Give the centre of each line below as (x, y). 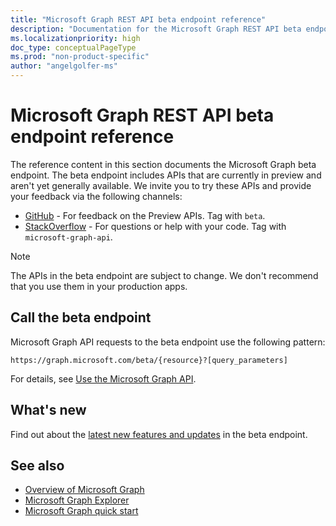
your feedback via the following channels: (96, 196)
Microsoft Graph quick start (81, 511)
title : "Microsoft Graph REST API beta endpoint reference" (138, 19)
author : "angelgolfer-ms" (64, 66)
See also (37, 465)
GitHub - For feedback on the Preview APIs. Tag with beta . (145, 215)
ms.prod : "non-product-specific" (80, 57)
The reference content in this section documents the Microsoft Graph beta (163, 164)
